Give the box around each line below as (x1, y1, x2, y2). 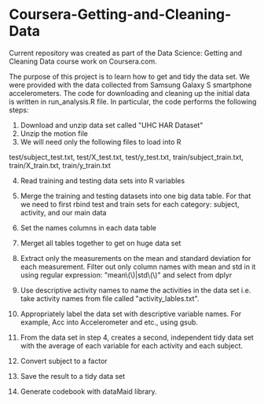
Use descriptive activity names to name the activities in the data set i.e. (20, 285, 251, 295)
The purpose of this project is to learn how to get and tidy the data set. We (9, 72, 251, 81)
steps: (9, 105, 29, 115)
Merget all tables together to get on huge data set (20, 238, 181, 248)
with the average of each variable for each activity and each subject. (20, 340, 243, 351)
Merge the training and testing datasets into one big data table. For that (20, 191, 251, 200)
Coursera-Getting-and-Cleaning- (9, 6, 232, 24)
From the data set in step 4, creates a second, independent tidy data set (20, 332, 254, 342)
